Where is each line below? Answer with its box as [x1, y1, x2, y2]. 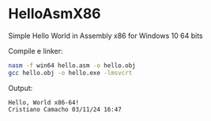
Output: [8, 83, 33, 93]
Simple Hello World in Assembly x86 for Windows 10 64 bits [8, 31, 203, 40]
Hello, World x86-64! [8, 98, 80, 107]
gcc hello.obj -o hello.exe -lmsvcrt [8, 69, 133, 77]
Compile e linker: [8, 46, 63, 55]
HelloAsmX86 [8, 5, 101, 23]
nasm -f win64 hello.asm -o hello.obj [8, 61, 136, 70]
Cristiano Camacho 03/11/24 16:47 [8, 105, 122, 113]
